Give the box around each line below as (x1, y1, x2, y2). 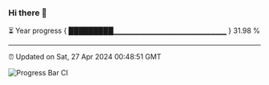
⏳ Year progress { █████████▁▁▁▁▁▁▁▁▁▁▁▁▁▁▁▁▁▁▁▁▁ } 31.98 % (8, 26, 260, 35)
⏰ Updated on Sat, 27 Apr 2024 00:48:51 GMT (8, 52, 162, 62)
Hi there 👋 (8, 7, 48, 18)
